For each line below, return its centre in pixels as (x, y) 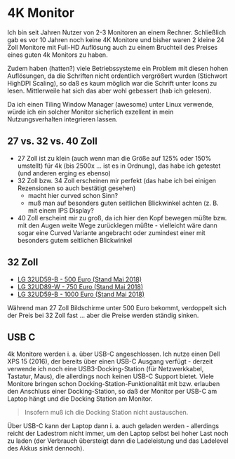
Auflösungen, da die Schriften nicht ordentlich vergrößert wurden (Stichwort (117, 76)
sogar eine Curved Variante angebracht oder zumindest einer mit (111, 232)
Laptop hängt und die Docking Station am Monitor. (80, 399)
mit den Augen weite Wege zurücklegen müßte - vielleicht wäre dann (117, 225)
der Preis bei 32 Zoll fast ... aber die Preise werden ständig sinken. (103, 315)
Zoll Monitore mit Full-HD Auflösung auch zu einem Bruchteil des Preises (113, 47)
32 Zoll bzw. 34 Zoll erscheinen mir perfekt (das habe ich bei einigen (116, 180)
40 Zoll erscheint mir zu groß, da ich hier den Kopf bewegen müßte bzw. (122, 218)
